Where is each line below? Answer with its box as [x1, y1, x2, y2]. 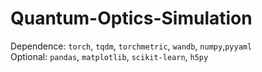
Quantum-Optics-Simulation [10, 7, 253, 30]
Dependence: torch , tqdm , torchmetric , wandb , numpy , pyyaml [10, 40, 253, 52]
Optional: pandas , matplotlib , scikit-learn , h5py [10, 50, 209, 62]
